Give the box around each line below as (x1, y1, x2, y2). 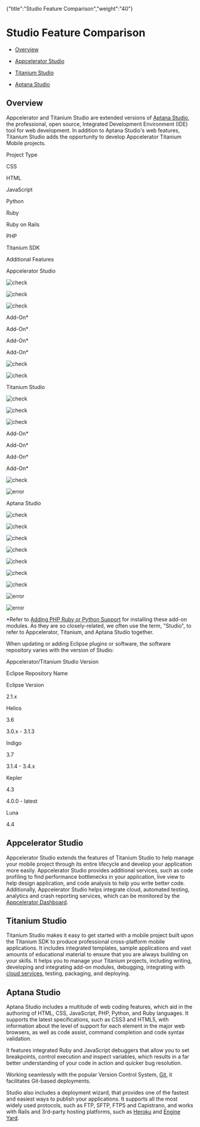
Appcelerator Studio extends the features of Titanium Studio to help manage (6, 854, 194, 861)
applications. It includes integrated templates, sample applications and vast (6, 944, 192, 952)
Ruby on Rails (6, 221, 40, 228)
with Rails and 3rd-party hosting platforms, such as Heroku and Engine (6, 1108, 181, 1116)
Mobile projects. (6, 139, 46, 146)
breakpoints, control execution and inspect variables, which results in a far (6, 1053, 189, 1060)
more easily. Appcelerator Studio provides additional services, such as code (6, 866, 193, 874)
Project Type (6, 151, 38, 158)
